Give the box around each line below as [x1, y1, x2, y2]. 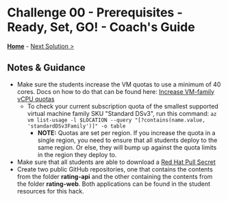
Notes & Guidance [7, 62, 86, 73]
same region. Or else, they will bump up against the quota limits [37, 143, 217, 152]
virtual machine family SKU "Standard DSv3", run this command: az [27, 109, 217, 117]
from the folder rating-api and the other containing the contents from [16, 172, 213, 180]
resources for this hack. [16, 187, 84, 195]
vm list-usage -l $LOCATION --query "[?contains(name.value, [27, 117, 205, 123]
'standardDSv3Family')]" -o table [27, 122, 126, 130]
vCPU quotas [16, 95, 55, 103]
